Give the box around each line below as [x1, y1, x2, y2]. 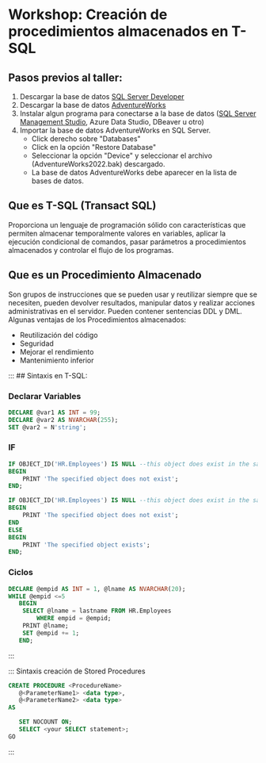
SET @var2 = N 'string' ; [8, 423, 87, 431]
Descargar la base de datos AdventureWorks [19, 101, 166, 109]
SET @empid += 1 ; [22, 629, 80, 637]
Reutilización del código [19, 330, 98, 339]
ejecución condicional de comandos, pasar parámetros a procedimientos [8, 236, 247, 247]
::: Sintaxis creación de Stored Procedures [8, 666, 146, 676]
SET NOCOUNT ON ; [18, 718, 73, 727]
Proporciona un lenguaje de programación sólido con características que [8, 220, 246, 229]
